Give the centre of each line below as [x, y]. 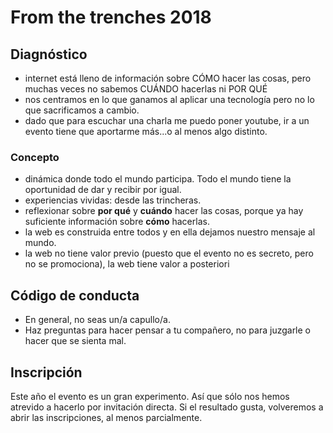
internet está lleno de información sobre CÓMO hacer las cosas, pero [168, 78]
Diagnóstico [49, 54]
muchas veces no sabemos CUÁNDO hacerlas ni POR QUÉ [146, 89]
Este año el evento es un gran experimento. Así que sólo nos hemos [150, 396]
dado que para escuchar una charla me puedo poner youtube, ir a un [167, 120]
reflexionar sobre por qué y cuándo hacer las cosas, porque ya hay [164, 211]
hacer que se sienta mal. [75, 341]
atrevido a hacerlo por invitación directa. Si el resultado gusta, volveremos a [167, 407]
